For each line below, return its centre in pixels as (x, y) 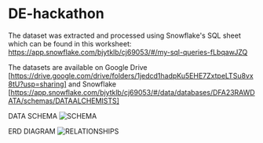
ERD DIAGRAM (32, 131)
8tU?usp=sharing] (37, 84)
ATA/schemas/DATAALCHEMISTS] (64, 101)
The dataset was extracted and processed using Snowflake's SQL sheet (125, 35)
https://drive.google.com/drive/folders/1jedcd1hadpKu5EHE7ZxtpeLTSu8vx (132, 75)
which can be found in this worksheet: (70, 43)
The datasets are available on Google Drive (78, 67)
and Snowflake (92, 84)
